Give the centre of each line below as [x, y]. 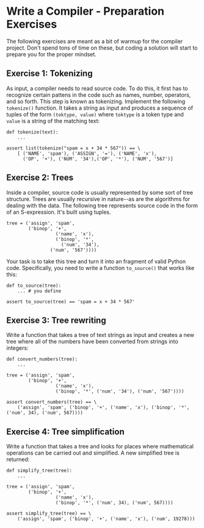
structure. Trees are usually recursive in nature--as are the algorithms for [98, 199]
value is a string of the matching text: [53, 121]
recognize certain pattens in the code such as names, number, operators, [99, 95]
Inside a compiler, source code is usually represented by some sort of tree [100, 192]
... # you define [39, 291]
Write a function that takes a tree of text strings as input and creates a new [100, 335]
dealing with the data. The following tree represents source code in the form [102, 205]
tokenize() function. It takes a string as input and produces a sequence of [100, 108]
